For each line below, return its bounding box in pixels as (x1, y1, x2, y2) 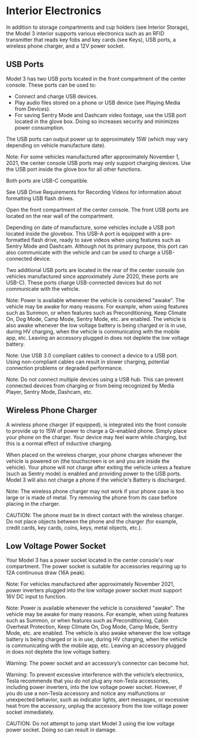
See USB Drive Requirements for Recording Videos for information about (6, 188, 182, 195)
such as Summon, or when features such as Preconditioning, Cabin (6, 617, 169, 624)
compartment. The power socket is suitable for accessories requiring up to (6, 563, 186, 570)
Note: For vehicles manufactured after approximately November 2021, (6, 581, 175, 588)
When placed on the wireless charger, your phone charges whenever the (6, 451, 182, 458)
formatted (6, 236, 30, 243)
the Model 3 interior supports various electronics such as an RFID (6, 29, 165, 37)
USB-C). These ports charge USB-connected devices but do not (6, 279, 162, 286)
